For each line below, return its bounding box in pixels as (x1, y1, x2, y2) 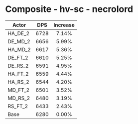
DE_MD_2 (7, 38, 31, 45)
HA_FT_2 (7, 70, 29, 77)
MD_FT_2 (7, 86, 30, 93)
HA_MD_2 (7, 46, 31, 53)
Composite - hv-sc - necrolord (5, 3, 134, 15)
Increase (53, 21, 75, 28)
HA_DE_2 (7, 30, 30, 37)
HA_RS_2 (7, 78, 29, 85)
